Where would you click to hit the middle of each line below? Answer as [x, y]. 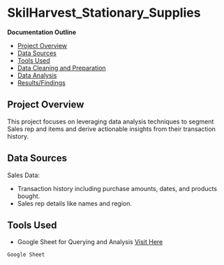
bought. [29, 196]
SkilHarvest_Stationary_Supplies [104, 13]
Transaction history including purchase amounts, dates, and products [117, 188]
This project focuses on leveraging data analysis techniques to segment [111, 121]
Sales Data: [24, 175]
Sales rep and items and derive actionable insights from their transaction [112, 129]
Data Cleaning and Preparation [61, 68]
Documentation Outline [42, 32]
